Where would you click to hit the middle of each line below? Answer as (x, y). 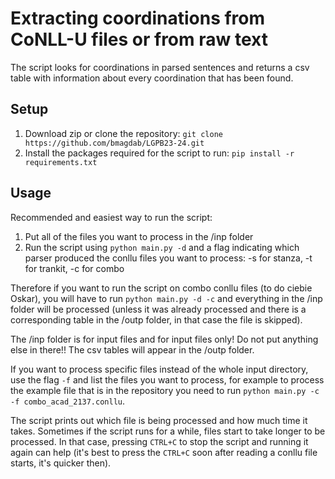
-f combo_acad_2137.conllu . (68, 401)
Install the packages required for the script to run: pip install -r (159, 153)
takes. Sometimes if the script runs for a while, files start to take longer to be (168, 431)
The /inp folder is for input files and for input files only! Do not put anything (164, 339)
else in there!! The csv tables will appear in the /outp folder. (132, 349)
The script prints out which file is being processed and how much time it (159, 420)
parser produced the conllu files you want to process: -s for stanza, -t (168, 258)
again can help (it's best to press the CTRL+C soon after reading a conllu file (164, 452)
